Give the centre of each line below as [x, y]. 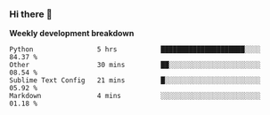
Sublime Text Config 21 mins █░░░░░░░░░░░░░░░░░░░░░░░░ [135, 80]
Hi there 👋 [31, 14]
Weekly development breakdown [72, 34]
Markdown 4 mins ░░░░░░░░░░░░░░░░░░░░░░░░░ [135, 96]
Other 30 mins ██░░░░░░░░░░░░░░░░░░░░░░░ [135, 65]
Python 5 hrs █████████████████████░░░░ [135, 50]
